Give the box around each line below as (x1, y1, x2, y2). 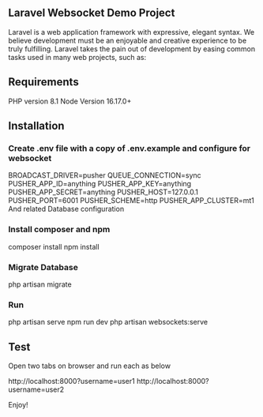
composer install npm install (8, 242, 100, 251)
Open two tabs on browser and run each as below (8, 361, 171, 370)
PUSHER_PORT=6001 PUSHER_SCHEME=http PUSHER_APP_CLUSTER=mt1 (8, 196, 255, 205)
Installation (8, 119, 65, 133)
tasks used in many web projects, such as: (8, 52, 147, 62)
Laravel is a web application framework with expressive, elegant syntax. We (8, 27, 255, 36)
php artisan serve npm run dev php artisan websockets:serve (8, 317, 209, 327)
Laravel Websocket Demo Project (8, 6, 175, 20)
